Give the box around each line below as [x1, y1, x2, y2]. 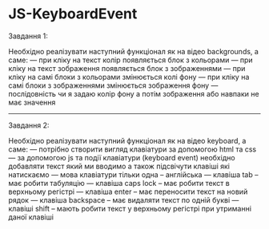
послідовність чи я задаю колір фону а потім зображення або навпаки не [8, 89, 259, 98]
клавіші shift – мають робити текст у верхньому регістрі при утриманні [8, 203, 252, 213]
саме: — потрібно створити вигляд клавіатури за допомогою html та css [8, 144, 257, 154]
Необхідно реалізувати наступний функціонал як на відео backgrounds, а [8, 46, 259, 56]
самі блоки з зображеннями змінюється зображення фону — [8, 81, 219, 90]
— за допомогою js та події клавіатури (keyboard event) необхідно [8, 152, 235, 162]
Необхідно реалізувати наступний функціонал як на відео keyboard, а [8, 136, 247, 145]
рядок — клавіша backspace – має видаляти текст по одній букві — [8, 195, 239, 204]
